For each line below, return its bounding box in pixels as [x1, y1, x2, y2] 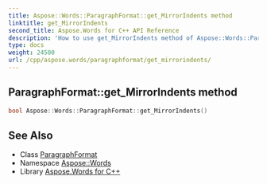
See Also [8, 128, 53, 142]
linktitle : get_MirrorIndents [8, 19, 109, 27]
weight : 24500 [8, 49, 56, 57]
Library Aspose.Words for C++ [19, 166, 121, 176]
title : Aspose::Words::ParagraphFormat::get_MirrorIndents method [8, 11, 233, 20]
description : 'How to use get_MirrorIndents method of [8, 33, 194, 42]
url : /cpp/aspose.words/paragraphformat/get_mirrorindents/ [8, 57, 212, 65]
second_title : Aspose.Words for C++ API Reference [8, 26, 180, 34]
